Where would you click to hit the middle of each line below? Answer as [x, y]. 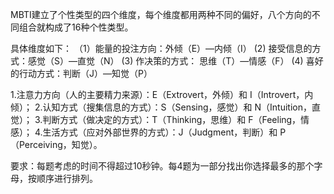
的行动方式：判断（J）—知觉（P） [81, 73]
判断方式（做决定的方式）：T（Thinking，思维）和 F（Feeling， [172, 119]
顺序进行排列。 [67, 178]
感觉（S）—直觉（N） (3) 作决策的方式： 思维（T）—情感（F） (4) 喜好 [175, 61]
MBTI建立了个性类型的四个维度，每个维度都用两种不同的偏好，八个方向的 [161, 14]
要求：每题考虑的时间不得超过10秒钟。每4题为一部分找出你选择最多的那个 [162, 166]
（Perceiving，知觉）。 [56, 144]
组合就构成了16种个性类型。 [76, 27]
